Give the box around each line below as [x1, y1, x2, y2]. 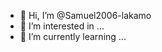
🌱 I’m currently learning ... [19, 31, 127, 42]
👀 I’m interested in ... [19, 20, 105, 32]
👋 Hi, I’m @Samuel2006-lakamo [19, 10, 152, 21]
